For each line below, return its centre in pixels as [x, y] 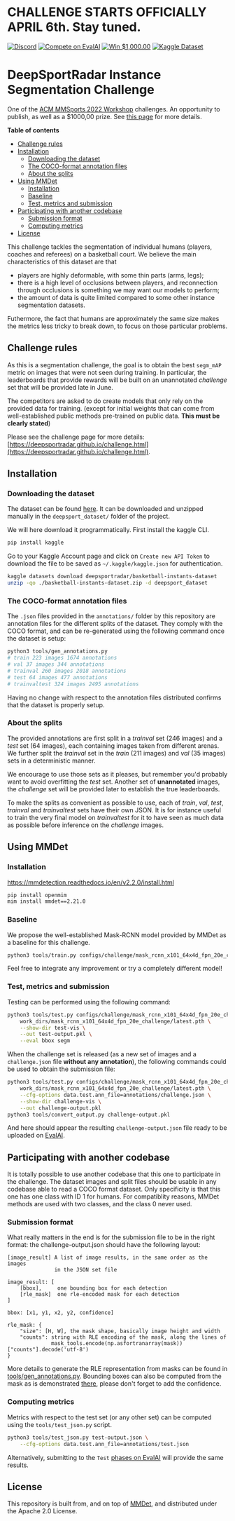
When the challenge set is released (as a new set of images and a [102, 1054]
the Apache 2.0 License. [42, 1511]
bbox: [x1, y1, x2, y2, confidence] [60, 1313]
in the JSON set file [86, 1270]
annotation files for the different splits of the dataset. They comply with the [115, 624]
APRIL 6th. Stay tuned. [74, 27]
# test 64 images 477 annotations [58, 677]
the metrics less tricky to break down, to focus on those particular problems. [117, 326]
